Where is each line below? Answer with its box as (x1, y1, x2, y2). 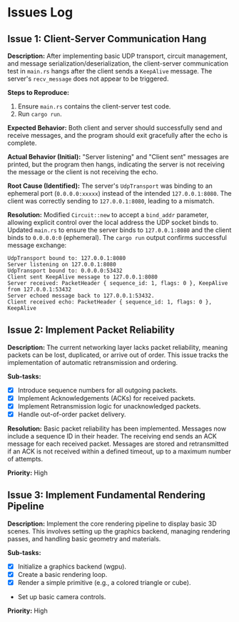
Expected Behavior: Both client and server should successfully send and (7, 124, 223, 132)
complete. (7, 139, 37, 147)
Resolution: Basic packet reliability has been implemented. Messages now (7, 424, 227, 433)
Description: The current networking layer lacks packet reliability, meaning (7, 343, 228, 351)
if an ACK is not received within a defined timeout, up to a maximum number (7, 447, 232, 456)
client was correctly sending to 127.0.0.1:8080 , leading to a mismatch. (7, 197, 215, 205)
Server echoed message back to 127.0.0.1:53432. (7, 292, 155, 299)
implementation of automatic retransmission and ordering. (7, 358, 178, 366)
